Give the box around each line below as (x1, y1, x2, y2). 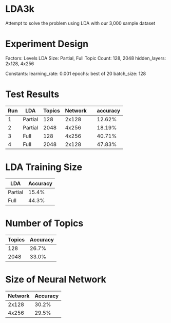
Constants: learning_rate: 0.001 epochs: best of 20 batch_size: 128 (5, 70, 146, 77)
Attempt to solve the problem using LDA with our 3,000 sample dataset (5, 20, 156, 26)
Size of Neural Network (5, 273, 107, 285)
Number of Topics (5, 217, 84, 229)
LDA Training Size (5, 161, 83, 173)
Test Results (5, 88, 60, 100)
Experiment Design (5, 38, 89, 50)
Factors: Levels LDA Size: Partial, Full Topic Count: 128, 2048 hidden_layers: (5, 55, 166, 61)
